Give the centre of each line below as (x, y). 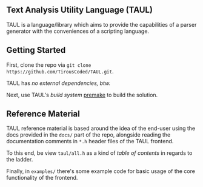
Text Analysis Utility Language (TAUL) (80, 10)
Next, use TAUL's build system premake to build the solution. (82, 95)
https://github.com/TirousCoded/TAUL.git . (60, 71)
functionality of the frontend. (42, 178)
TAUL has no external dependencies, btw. (58, 83)
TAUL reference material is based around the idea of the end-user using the (101, 128)
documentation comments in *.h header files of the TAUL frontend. (90, 141)
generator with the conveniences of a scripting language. (78, 31)
